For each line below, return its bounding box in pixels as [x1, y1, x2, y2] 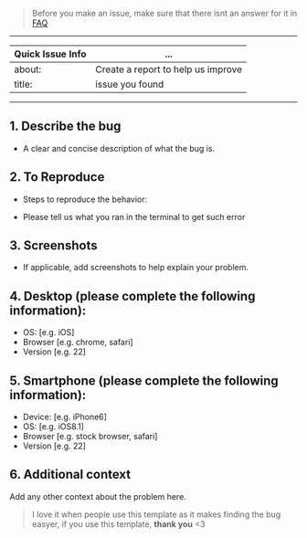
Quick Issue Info [14, 47, 87, 60]
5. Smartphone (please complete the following [9, 373, 279, 388]
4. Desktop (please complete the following [9, 288, 256, 304]
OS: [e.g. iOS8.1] [22, 421, 85, 432]
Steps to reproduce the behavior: [22, 194, 148, 205]
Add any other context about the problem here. [9, 491, 187, 501]
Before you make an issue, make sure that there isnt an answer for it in [31, 8, 298, 18]
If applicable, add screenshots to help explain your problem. [22, 262, 249, 273]
